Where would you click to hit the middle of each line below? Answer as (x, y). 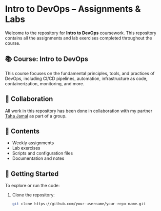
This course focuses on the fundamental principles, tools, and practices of (80, 73)
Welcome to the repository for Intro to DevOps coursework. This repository (81, 33)
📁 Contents (22, 131)
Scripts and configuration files (42, 153)
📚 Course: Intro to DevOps (47, 59)
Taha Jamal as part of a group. (36, 116)
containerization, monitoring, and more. (45, 83)
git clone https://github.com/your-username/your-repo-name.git (79, 204)
